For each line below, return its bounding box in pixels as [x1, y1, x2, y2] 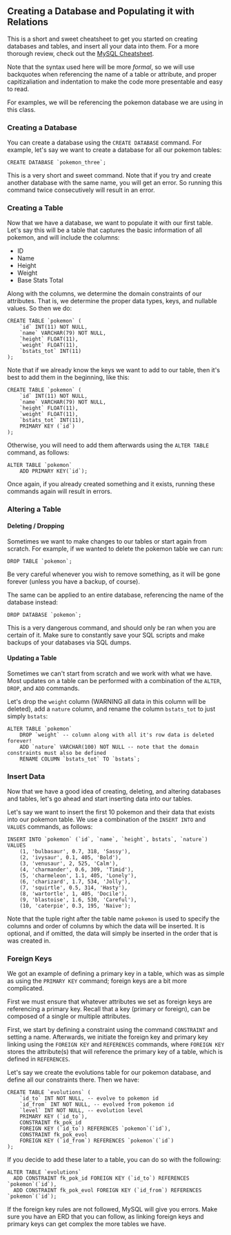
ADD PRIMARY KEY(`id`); [19, 468, 88, 475]
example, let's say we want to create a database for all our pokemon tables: [7, 146, 222, 154]
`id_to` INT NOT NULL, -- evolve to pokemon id [19, 1095, 159, 1102]
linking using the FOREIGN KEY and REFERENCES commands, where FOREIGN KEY [7, 1040, 225, 1049]
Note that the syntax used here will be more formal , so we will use [7, 62, 195, 71]
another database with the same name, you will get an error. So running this [7, 179, 223, 187]
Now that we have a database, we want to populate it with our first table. [7, 219, 213, 227]
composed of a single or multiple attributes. [7, 1012, 131, 1021]
